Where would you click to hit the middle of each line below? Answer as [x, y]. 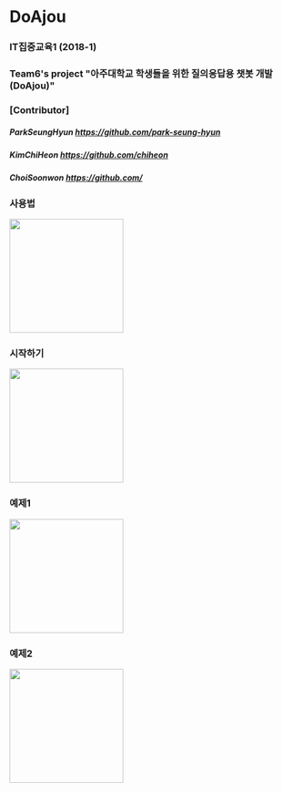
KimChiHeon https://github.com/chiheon [89, 154]
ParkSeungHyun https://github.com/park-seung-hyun [115, 132]
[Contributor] [40, 109]
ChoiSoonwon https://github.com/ [76, 178]
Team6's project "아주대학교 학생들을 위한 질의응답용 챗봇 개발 [141, 74]
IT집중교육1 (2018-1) [53, 47]
